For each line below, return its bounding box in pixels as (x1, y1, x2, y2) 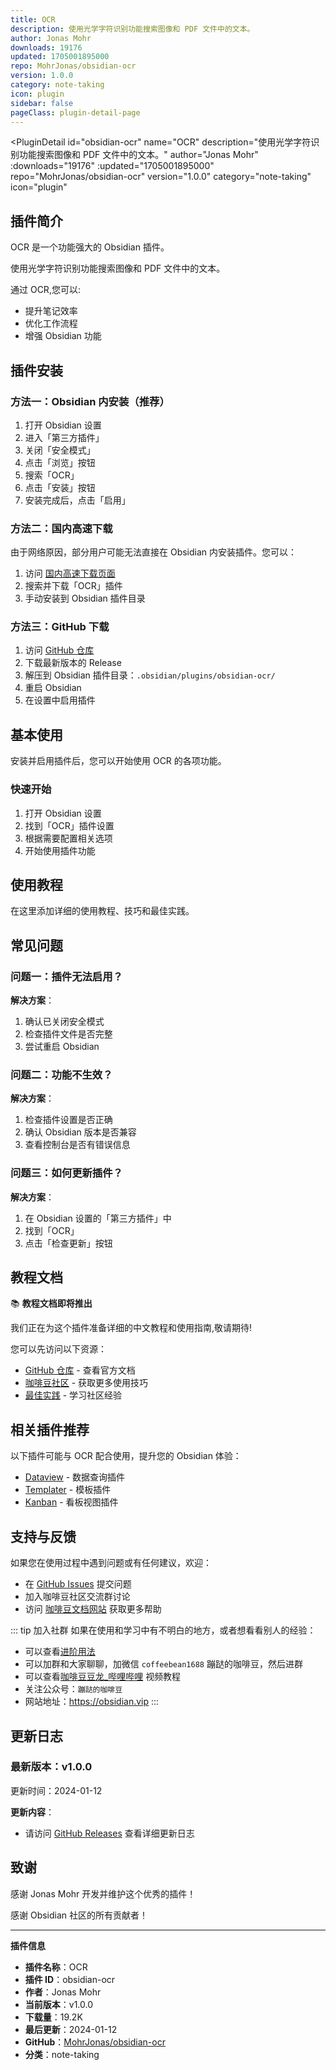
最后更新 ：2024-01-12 (24, 2023, 118, 2035)
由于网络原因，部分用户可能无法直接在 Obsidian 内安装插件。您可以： (10, 546, 298, 558)
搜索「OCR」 (24, 469, 80, 481)
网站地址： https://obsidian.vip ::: (24, 1696, 160, 1708)
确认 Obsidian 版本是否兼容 (24, 1126, 137, 1138)
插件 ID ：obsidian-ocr (24, 1973, 116, 1985)
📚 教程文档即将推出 (10, 1297, 93, 1310)
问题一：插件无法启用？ (10, 969, 123, 983)
